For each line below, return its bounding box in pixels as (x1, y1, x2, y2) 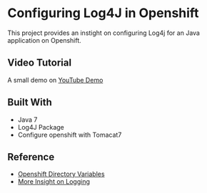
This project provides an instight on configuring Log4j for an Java (7, 28, 200, 37)
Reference (7, 151, 55, 163)
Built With (7, 96, 52, 108)
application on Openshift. (7, 36, 82, 44)
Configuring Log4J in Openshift (7, 5, 199, 21)
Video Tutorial (7, 57, 72, 69)
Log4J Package (17, 122, 64, 131)
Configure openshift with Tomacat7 (17, 130, 122, 139)
